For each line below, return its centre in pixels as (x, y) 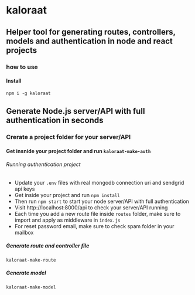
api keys (25, 189)
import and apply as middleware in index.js (67, 220)
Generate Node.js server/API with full (76, 111)
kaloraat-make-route (31, 260)
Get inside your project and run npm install (67, 195)
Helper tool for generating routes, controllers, (91, 32)
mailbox (24, 232)
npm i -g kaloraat (28, 93)
